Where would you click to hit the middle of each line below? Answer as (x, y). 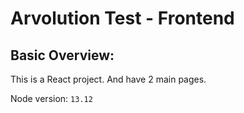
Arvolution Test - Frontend (122, 18)
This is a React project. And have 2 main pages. (108, 79)
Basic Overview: (62, 55)
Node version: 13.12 (51, 98)
